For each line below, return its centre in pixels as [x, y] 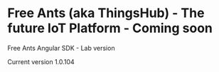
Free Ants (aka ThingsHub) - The [106, 13]
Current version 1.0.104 [41, 61]
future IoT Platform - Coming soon [110, 28]
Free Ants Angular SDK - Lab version [61, 48]
